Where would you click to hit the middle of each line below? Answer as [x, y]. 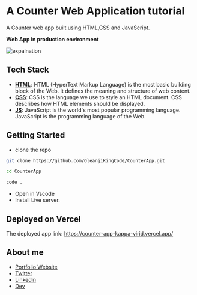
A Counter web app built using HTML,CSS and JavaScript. [78, 28]
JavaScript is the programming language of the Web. [80, 116]
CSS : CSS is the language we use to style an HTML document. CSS [98, 97]
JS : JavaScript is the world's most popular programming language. [98, 110]
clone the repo [33, 150]
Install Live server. [37, 200]
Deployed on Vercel [44, 219]
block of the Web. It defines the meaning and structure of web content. [103, 91]
